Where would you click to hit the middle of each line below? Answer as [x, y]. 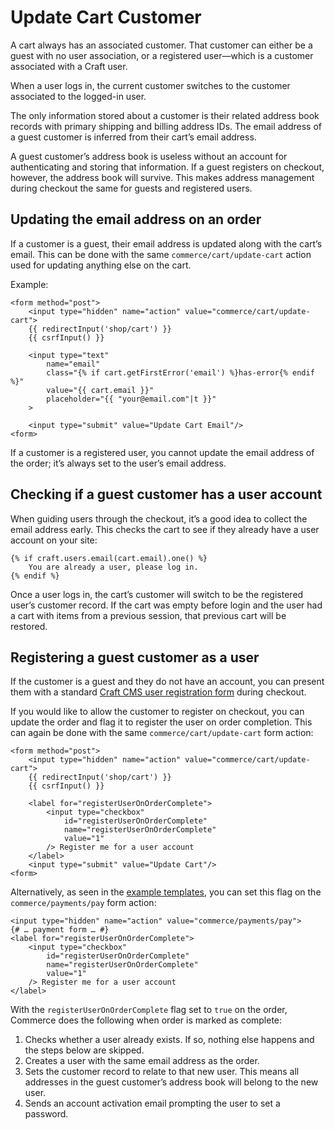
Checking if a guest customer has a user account [166, 494]
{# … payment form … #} [60, 930]
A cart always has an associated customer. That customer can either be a [161, 45]
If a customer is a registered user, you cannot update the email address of [162, 452]
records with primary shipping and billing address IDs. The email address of [166, 126]
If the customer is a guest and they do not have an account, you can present [167, 682]
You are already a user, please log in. [113, 567]
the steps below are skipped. [84, 1050]
